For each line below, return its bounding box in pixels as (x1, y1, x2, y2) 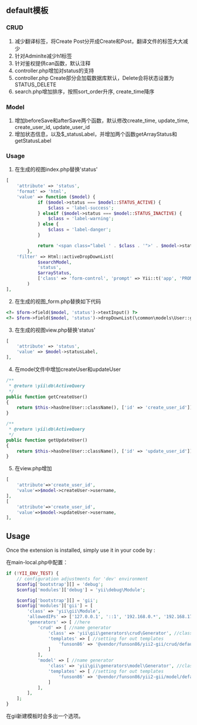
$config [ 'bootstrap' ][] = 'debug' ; (16, 581, 104, 587)
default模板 (6, 5, 49, 16)
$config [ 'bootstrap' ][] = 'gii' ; (16, 598, 98, 603)
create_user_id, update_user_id (14, 123, 90, 130)
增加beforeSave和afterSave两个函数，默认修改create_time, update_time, (14, 117, 189, 124)
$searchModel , (37, 259, 72, 265)
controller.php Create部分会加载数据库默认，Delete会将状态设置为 (14, 74, 174, 81)
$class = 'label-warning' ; (47, 216, 114, 222)
